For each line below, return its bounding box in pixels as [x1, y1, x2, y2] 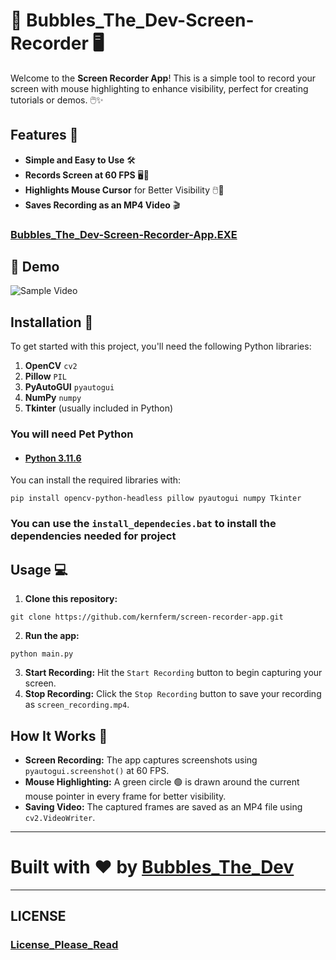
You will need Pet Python [10, 427, 134, 441]
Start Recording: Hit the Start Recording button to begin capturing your [24, 667, 323, 679]
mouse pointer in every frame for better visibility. [24, 790, 227, 802]
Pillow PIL [24, 370, 67, 383]
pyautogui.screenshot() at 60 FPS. [24, 764, 170, 776]
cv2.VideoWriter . [24, 811, 96, 823]
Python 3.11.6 [24, 452, 82, 464]
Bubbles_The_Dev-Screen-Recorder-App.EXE [10, 227, 238, 241]
